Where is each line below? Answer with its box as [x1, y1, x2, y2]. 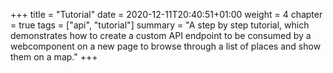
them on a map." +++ [10, 51, 98, 63]
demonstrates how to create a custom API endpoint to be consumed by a [10, 30, 312, 41]
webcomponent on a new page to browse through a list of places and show [10, 40, 322, 52]
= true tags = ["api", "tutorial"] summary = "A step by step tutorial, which [10, 19, 310, 31]
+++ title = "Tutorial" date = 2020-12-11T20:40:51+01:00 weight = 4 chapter [10, 9, 323, 20]
